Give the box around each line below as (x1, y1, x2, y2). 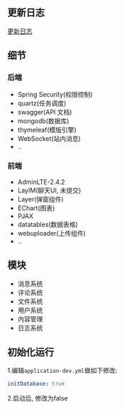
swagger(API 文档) (17, 108, 72, 116)
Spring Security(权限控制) (17, 90, 94, 98)
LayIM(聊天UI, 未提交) (17, 186, 81, 195)
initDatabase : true (7, 381, 65, 388)
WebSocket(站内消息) (17, 134, 81, 143)
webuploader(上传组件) (17, 229, 86, 237)
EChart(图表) (17, 204, 55, 212)
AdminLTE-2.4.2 (17, 178, 65, 186)
